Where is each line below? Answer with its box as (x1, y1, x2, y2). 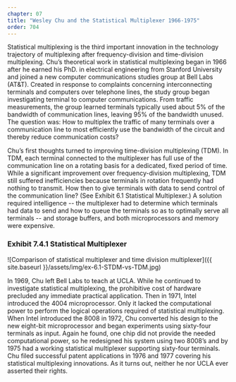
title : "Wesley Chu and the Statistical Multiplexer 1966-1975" (7, 17, 200, 24)
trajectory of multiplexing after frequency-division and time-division (7, 50, 204, 59)
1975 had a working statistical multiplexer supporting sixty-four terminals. (7, 344, 221, 352)
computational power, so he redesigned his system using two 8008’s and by (7, 336, 228, 345)
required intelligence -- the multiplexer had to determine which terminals (7, 199, 218, 208)
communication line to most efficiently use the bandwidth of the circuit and (7, 125, 225, 134)
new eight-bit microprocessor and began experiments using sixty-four (7, 321, 211, 330)
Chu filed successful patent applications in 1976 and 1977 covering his (7, 351, 211, 360)
